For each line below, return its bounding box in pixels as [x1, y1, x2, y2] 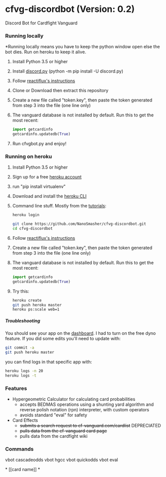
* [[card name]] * [5, 467, 41, 473]
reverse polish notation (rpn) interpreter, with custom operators [19, 407, 150, 413]
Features [5, 384, 27, 391]
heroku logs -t [5, 373, 37, 378]
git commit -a [5, 345, 35, 350]
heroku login [12, 212, 40, 217]
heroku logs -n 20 [5, 369, 43, 374]
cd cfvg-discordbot [12, 226, 53, 231]
